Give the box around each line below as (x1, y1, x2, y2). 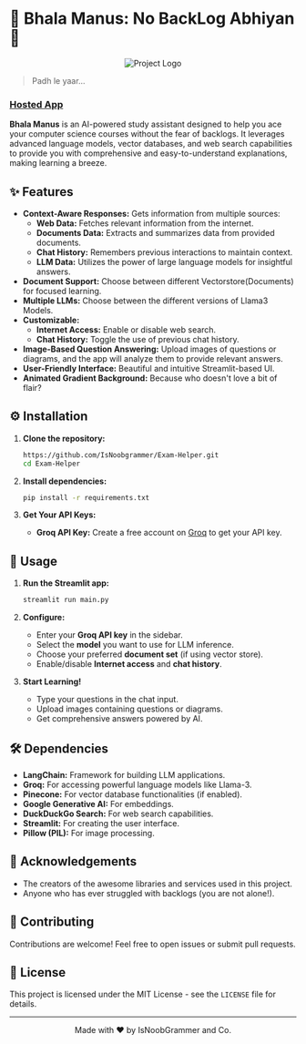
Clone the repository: (22, 433, 106, 444)
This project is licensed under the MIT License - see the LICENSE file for (9, 988, 276, 1000)
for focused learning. (22, 286, 102, 297)
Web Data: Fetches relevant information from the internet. (36, 218, 254, 229)
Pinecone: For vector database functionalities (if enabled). (22, 788, 243, 800)
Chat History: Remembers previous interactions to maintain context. (36, 247, 293, 258)
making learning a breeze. (9, 158, 107, 169)
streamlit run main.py (22, 596, 109, 605)
